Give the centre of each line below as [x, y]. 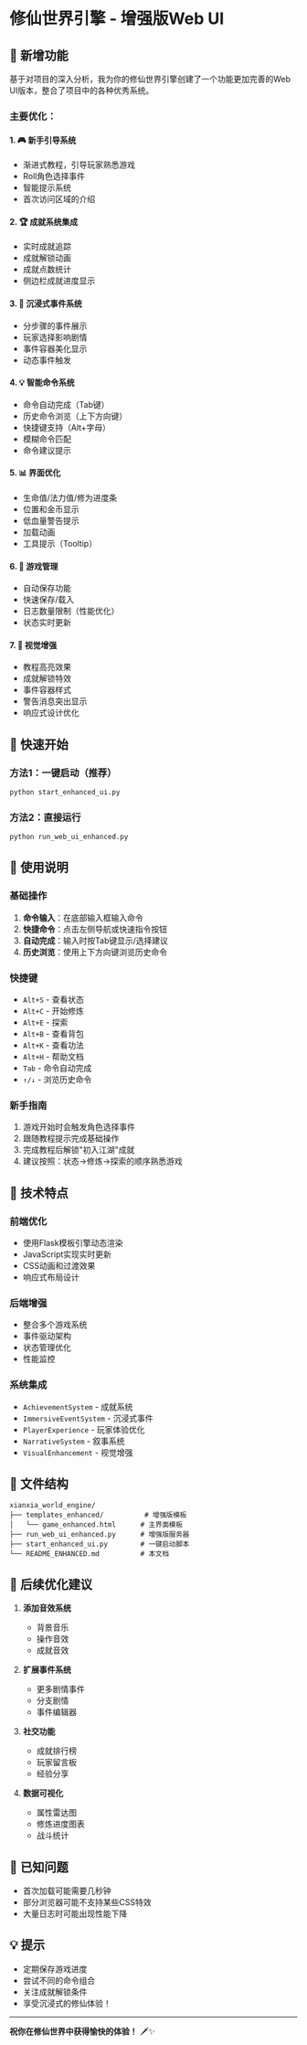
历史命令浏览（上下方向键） [75, 416]
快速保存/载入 [48, 600]
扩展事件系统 [47, 1670]
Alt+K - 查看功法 [53, 1045]
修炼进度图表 [60, 1824]
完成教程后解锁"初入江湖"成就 [79, 1150]
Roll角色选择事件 [53, 176]
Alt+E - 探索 [45, 1022]
